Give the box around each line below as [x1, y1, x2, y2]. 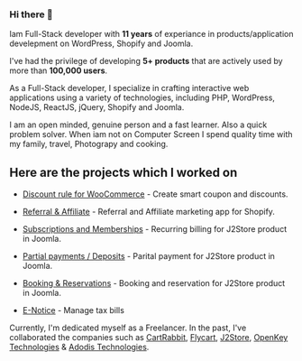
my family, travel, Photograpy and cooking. [9, 139, 169, 150]
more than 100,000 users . [9, 65, 108, 76]
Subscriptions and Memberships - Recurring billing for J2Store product [22, 224, 287, 235]
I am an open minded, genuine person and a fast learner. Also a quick [9, 119, 268, 130]
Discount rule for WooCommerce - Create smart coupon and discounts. [22, 189, 288, 199]
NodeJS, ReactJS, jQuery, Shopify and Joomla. [9, 102, 185, 113]
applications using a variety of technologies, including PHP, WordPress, [9, 92, 275, 103]
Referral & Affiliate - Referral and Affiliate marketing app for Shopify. [22, 207, 275, 218]
